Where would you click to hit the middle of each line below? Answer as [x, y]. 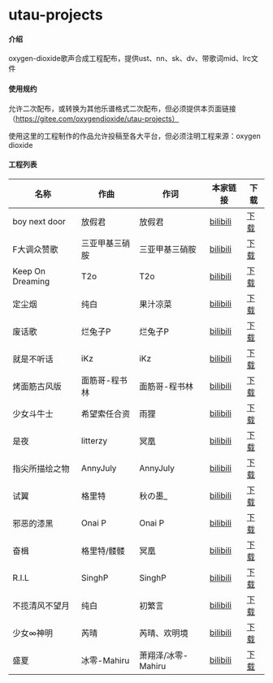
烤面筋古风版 [37, 386]
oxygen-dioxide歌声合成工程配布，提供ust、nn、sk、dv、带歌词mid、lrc [130, 58]
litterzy [94, 440]
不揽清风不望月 [41, 605]
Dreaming [31, 281]
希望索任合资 [106, 413]
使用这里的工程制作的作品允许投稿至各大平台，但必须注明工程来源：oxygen [135, 136]
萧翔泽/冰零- [164, 655]
